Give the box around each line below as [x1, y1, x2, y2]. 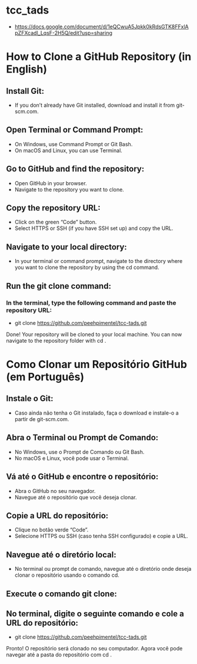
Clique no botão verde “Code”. [14, 526, 89, 534]
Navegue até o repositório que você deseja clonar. [14, 494, 137, 501]
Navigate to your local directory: [6, 242, 128, 252]
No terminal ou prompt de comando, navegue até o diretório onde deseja [14, 566, 192, 573]
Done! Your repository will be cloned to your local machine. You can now [6, 331, 182, 338]
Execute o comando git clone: [6, 589, 118, 599]
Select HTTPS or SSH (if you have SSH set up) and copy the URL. [14, 225, 173, 232]
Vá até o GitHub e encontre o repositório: [6, 472, 159, 482]
